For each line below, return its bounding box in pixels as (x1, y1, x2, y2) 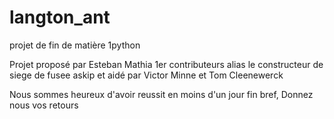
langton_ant (9, 6, 111, 29)
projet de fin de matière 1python (9, 39, 141, 51)
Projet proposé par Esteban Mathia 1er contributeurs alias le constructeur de (9, 58, 324, 70)
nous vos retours (9, 99, 79, 111)
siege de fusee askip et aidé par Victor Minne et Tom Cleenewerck (9, 69, 284, 81)
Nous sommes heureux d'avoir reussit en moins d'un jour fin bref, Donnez (9, 88, 314, 100)
